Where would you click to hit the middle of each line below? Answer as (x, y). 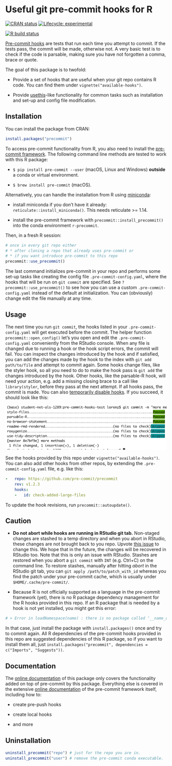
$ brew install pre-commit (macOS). (52, 185)
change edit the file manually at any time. (49, 298)
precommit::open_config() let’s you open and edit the (61, 337)
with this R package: (27, 159)
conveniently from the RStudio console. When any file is (91, 343)
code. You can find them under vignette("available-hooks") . (78, 85)
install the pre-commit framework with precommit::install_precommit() (88, 220)
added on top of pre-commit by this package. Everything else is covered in (84, 684)
